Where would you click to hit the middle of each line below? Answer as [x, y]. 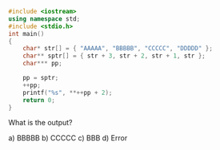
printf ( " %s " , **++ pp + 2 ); [68, 93]
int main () [26, 34]
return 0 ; [39, 100]
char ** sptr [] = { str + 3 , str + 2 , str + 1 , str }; [114, 56]
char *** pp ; [42, 64]
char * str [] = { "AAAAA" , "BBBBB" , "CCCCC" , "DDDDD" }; [118, 49]
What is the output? [40, 123]
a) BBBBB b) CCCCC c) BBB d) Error [68, 138]
